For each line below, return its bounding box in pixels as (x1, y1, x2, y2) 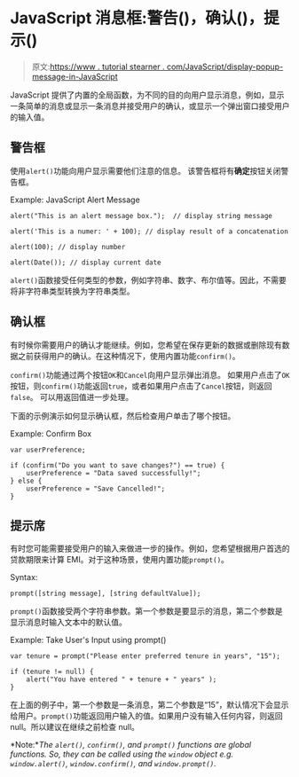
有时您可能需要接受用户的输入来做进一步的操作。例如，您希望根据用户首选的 (10, 543, 290, 554)
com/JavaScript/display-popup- (166, 61, 284, 72)
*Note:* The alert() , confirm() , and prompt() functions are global (10, 740, 252, 750)
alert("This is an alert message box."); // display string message (10, 211, 273, 220)
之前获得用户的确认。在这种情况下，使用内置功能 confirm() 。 (17, 350, 240, 361)
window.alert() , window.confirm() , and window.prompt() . (10, 758, 216, 769)
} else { (10, 476, 43, 485)
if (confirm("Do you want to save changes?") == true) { (10, 460, 225, 470)
